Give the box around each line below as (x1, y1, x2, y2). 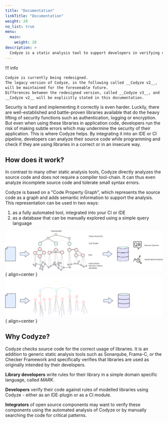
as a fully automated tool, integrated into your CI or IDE (12, 209, 126, 216)
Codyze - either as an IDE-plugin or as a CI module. (5, 391, 111, 398)
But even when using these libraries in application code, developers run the (5, 120, 161, 126)
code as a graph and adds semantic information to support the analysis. (5, 194, 153, 200)
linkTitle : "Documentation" (5, 13, 64, 19)
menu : (5, 29, 16, 35)
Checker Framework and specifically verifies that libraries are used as (5, 356, 149, 362)
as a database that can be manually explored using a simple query (12, 215, 149, 221)
